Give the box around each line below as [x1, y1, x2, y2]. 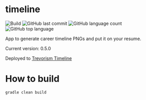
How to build [5, 73, 60, 85]
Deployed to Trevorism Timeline [5, 55, 72, 61]
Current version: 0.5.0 [5, 45, 51, 51]
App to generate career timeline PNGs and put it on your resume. [5, 36, 141, 42]
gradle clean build [5, 90, 47, 95]
